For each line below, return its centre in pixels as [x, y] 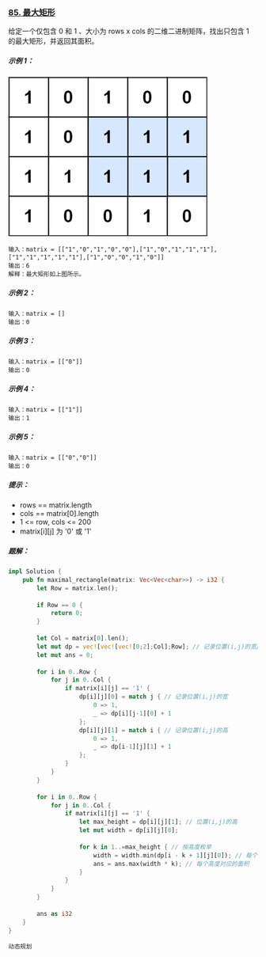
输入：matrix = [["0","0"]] [53, 458]
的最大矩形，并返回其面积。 [53, 41]
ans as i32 [55, 913]
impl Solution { [35, 572]
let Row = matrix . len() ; [78, 588]
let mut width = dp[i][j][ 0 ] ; [129, 830]
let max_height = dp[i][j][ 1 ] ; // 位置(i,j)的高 [158, 822]
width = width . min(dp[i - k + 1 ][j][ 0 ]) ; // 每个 [175, 855]
